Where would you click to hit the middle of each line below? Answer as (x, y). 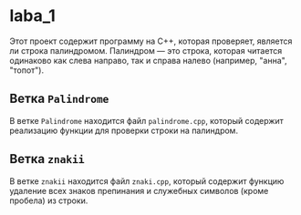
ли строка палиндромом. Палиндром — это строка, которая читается (146, 50)
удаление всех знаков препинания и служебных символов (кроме (139, 190)
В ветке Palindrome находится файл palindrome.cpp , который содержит (147, 120)
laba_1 (33, 16)
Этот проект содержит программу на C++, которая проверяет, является (151, 41)
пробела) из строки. (49, 200)
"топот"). (27, 70)
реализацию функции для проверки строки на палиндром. (124, 130)
